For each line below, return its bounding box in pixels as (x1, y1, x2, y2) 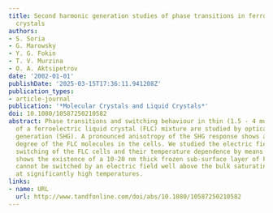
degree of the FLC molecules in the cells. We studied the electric (15, 139, 253, 148)
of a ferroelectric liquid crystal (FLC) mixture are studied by (15, 125, 242, 133)
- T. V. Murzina (8, 58, 63, 66)
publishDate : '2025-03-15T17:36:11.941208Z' (8, 79, 162, 87)
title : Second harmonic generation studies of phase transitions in (8, 11, 245, 20)
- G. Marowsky (8, 42, 57, 50)
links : (8, 177, 31, 186)
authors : (8, 27, 38, 35)
